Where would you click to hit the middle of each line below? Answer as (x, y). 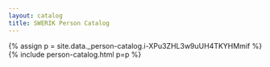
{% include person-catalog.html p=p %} (75, 54)
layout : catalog (35, 16)
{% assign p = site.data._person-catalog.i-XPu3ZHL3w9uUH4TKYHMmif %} (135, 45)
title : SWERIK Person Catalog (59, 23)
